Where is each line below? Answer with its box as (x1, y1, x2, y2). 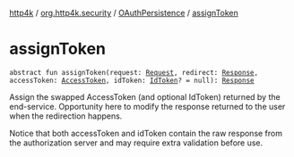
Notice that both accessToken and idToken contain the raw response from (9, 128, 282, 138)
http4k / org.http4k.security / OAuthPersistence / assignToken (9, 8, 239, 18)
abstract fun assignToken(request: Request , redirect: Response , (9, 68, 258, 77)
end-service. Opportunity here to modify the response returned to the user (9, 101, 286, 112)
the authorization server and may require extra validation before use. (9, 137, 264, 148)
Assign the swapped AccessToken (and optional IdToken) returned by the (9, 91, 281, 102)
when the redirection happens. (9, 111, 123, 121)
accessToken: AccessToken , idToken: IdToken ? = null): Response (9, 76, 255, 85)
